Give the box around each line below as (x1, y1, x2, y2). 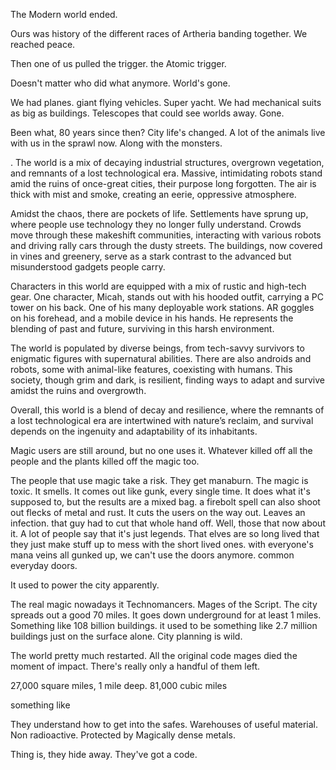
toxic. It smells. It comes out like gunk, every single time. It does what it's (10, 485, 311, 497)
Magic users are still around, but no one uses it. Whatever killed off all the (10, 445, 313, 456)
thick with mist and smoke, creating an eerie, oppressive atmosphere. (10, 189, 297, 200)
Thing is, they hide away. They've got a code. (10, 749, 198, 760)
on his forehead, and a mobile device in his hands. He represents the (10, 312, 294, 324)
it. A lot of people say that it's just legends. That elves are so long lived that (10, 528, 320, 539)
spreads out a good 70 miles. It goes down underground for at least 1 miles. (10, 609, 322, 621)
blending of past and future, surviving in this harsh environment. (10, 323, 275, 334)
